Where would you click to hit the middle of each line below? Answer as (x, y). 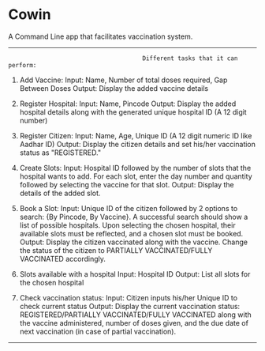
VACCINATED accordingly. (63, 259)
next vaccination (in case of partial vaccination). (97, 331)
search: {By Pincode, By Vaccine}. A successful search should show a (134, 217)
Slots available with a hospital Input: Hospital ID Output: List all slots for (135, 274)
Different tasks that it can (190, 58)
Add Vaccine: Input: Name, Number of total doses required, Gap (123, 80)
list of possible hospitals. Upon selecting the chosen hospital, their (127, 225)
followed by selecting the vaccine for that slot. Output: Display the (127, 184)
